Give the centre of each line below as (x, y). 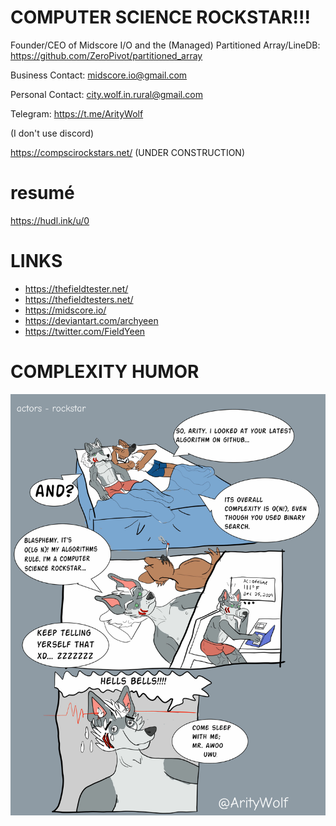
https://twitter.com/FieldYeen (85, 331)
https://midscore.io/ (65, 310)
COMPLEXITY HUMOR (105, 372)
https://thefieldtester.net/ (76, 288)
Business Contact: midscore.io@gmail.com (99, 75)
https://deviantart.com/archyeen (91, 320)
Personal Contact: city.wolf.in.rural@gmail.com (106, 94)
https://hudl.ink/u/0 (50, 220)
